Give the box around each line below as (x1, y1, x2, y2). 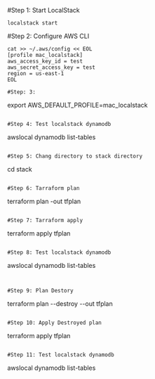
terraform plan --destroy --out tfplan (7, 300, 114, 308)
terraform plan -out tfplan (7, 197, 81, 205)
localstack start (7, 20, 58, 27)
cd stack (7, 165, 33, 173)
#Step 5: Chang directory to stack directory (7, 153, 142, 160)
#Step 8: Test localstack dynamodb (7, 249, 112, 256)
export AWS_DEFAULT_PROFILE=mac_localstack (7, 101, 148, 109)
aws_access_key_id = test (7, 58, 83, 65)
